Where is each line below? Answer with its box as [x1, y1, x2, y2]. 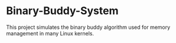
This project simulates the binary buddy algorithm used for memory [6, 24, 171, 31]
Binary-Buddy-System [6, 4, 119, 18]
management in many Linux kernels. [6, 29, 94, 37]
